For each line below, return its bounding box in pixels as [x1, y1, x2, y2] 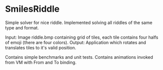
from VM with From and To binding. [5, 59, 77, 65]
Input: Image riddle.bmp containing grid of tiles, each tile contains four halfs [5, 34, 159, 40]
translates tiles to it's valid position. [5, 45, 77, 50]
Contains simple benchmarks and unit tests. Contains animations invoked [5, 54, 153, 60]
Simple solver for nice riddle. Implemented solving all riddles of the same [5, 20, 153, 25]
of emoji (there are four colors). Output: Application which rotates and [5, 39, 146, 45]
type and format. [5, 24, 39, 30]
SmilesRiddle [5, 3, 60, 15]
